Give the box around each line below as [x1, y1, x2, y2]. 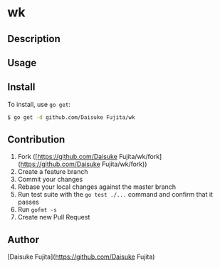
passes [17, 197, 39, 207]
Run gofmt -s [17, 205, 57, 214]
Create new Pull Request [17, 213, 90, 222]
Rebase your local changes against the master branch [17, 182, 177, 191]
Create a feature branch [17, 167, 88, 176]
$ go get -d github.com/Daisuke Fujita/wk [7, 113, 135, 121]
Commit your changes [17, 175, 83, 184]
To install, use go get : [7, 100, 71, 108]
